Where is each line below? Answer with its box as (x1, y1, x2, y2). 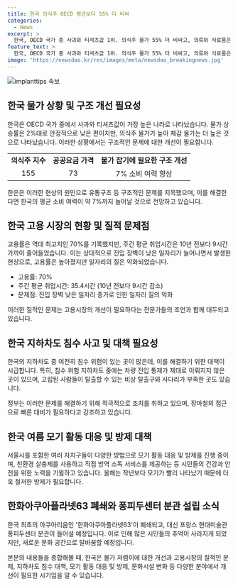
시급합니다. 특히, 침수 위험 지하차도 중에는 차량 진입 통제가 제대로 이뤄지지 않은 (7, 366, 225, 375)
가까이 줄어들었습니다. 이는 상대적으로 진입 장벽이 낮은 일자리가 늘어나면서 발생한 (7, 249, 232, 258)
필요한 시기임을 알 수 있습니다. (20, 570, 104, 579)
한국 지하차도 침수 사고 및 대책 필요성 (7, 337, 158, 349)
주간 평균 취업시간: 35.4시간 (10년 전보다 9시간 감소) (17, 282, 163, 290)
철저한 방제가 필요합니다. (14, 477, 84, 486)
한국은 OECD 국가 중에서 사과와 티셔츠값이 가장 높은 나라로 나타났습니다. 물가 (7, 120, 222, 128)
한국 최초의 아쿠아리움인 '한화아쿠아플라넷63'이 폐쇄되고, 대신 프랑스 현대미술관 (7, 520, 228, 529)
